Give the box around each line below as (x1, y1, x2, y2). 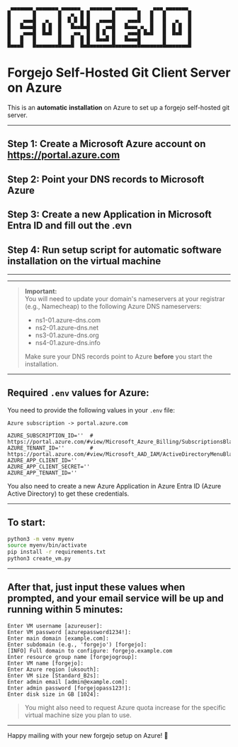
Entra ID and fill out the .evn (7, 219, 132, 231)
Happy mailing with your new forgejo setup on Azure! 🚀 (7, 731, 169, 739)
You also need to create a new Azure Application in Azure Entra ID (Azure (7, 481, 222, 490)
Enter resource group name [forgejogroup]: (7, 653, 138, 660)
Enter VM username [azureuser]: (7, 622, 103, 629)
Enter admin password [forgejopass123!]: (7, 685, 132, 692)
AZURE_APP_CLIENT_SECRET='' (7, 463, 91, 470)
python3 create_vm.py (7, 555, 72, 562)
